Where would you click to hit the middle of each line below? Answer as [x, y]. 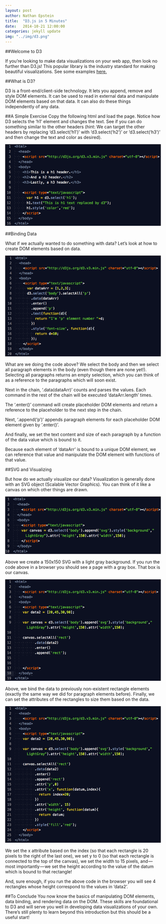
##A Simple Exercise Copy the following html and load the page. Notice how [83, 116]
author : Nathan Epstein [30, 16]
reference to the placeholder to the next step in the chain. [64, 410]
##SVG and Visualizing [28, 469]
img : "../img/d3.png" [27, 37]
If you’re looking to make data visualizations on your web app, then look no [81, 61]
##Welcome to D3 [23, 51]
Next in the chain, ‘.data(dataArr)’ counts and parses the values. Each [76, 390]
